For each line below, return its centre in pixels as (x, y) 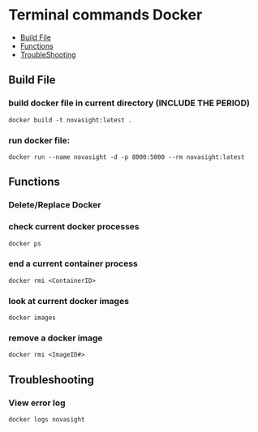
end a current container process (73, 263)
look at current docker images (69, 301)
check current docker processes (74, 227)
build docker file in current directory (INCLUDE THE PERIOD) (129, 103)
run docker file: (39, 140)
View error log (37, 403)
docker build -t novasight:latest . (70, 120)
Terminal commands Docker (105, 15)
